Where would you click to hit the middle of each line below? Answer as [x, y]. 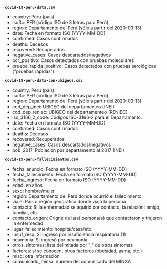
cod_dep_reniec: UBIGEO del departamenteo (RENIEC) [70, 112]
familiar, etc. [25, 212]
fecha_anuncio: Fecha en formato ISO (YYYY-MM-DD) [69, 169]
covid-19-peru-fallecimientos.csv [42, 159]
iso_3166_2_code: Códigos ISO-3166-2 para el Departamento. [77, 117]
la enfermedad [28, 223]
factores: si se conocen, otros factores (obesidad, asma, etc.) [77, 251]
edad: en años [27, 185]
